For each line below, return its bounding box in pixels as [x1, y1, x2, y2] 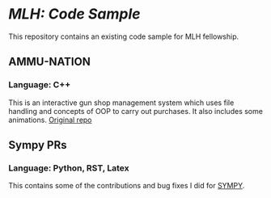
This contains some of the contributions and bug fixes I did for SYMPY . [8, 181, 245, 191]
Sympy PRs [8, 138, 67, 152]
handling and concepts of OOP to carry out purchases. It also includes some [8, 106, 263, 116]
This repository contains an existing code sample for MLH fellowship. [8, 32, 239, 41]
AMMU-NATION [8, 55, 91, 69]
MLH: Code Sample [8, 5, 141, 23]
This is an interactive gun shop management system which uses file [8, 98, 235, 107]
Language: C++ [8, 79, 71, 91]
